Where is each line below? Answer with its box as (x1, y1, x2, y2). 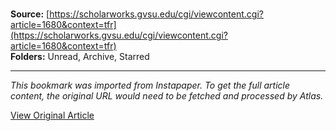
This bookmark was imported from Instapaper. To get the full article (10, 79, 291, 92)
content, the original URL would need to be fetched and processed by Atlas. (10, 90, 324, 102)
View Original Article (10, 109, 95, 122)
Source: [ (10, 8, 50, 20)
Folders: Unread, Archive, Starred (10, 51, 150, 63)
